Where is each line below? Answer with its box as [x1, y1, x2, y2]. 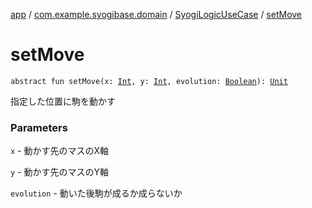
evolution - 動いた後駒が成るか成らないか [10, 187, 183, 199]
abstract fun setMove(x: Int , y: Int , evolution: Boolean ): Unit [10, 76, 288, 86]
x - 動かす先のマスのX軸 [10, 145, 110, 157]
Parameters [10, 120, 68, 134]
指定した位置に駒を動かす [10, 95, 116, 107]
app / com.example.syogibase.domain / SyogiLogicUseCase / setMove [10, 9, 303, 20]
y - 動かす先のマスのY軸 [10, 166, 109, 178]
